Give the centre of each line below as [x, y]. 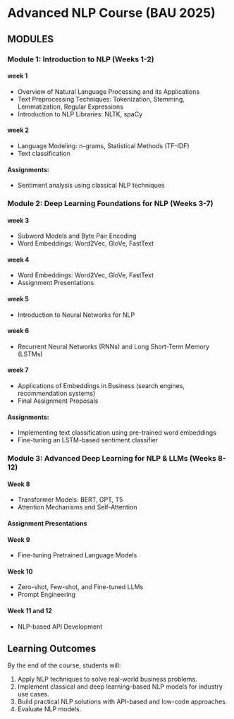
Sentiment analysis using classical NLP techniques [91, 186]
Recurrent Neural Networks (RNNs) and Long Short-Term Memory [113, 346]
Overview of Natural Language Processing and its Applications [108, 91]
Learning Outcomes [52, 648]
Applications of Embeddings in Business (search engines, [101, 386]
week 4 [18, 260]
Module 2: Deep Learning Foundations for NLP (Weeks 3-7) [110, 204]
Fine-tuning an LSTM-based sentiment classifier [88, 440]
